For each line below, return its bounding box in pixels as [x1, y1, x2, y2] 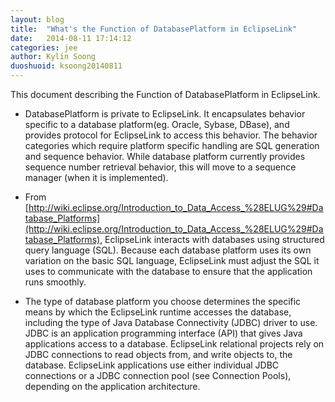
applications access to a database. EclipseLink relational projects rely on [24, 338, 325, 350]
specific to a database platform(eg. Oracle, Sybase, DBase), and [24, 119, 290, 130]
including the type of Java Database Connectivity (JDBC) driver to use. [24, 317, 318, 328]
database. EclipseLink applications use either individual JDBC [24, 359, 280, 371]
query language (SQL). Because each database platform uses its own [24, 244, 312, 256]
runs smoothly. [24, 276, 87, 288]
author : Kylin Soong [10, 52, 97, 62]
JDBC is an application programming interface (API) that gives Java [24, 327, 303, 339]
